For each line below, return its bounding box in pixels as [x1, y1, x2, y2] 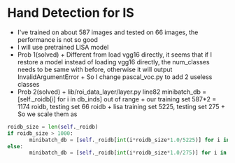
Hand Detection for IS [7, 5, 134, 21]
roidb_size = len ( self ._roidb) [7, 123, 99, 130]
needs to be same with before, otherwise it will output [17, 65, 173, 73]
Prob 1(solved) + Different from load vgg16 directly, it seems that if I [17, 50, 212, 59]
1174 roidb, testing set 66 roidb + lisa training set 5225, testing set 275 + [17, 102, 225, 111]
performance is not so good [17, 35, 98, 43]
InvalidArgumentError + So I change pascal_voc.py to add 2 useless [17, 72, 213, 81]
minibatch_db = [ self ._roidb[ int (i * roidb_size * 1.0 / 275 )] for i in [29, 149, 227, 157]
